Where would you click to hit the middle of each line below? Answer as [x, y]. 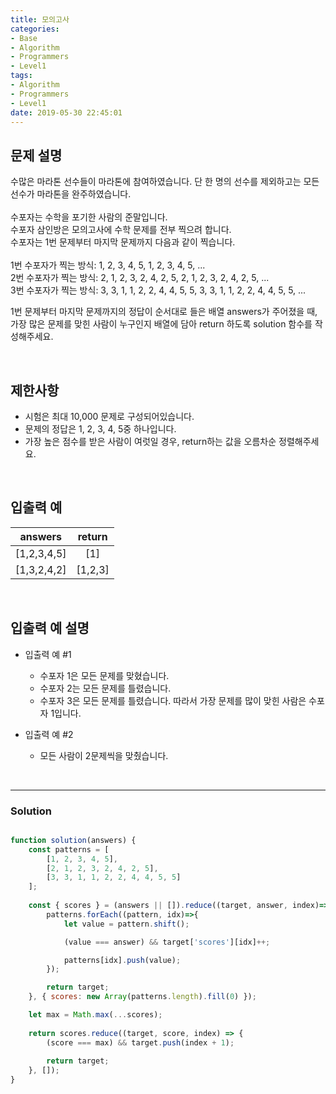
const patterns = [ [69, 849]
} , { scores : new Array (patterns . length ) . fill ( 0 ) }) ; [142, 997]
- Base [24, 38]
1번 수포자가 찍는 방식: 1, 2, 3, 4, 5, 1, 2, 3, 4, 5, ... [108, 265]
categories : [35, 29]
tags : [21, 76]
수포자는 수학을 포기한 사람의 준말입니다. [89, 217]
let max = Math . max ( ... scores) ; [95, 1015]
